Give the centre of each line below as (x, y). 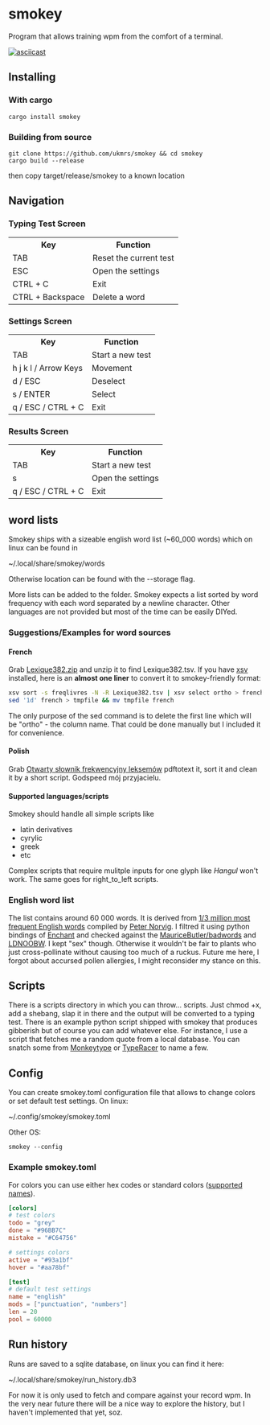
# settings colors (39, 1252)
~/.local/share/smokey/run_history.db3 (72, 1379)
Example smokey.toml (52, 1168)
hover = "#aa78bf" (39, 1267)
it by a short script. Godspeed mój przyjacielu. (85, 778)
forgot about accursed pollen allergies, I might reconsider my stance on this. (135, 960)
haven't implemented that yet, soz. (65, 1412)
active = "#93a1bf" (41, 1260)
